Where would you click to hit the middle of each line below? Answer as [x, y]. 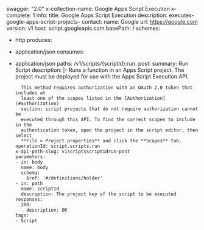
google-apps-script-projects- [44, 22]
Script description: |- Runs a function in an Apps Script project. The [100, 70]
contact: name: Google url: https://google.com [140, 22]
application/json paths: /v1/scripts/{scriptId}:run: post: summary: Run [102, 64]
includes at [30, 93]
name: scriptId [40, 189]
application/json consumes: [50, 52]
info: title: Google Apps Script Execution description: [102, 15]
